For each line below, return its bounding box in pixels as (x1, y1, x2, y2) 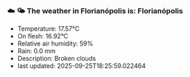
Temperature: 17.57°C (17, 24, 80, 33)
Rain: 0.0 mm (17, 47, 56, 55)
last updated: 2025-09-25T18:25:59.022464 (17, 62, 146, 70)
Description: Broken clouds (17, 55, 96, 63)
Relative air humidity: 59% (17, 39, 93, 48)
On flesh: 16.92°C (17, 32, 69, 41)
